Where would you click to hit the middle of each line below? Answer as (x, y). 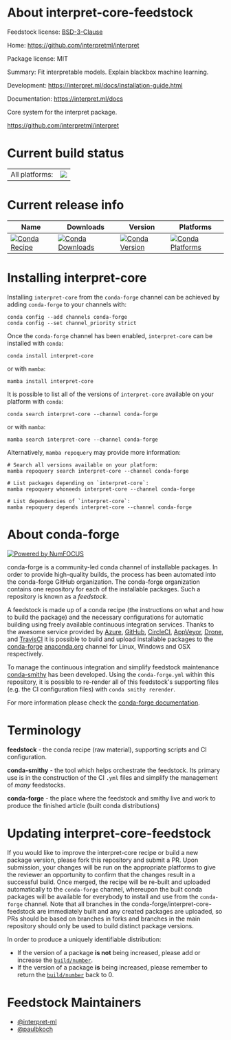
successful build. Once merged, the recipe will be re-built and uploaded (109, 882)
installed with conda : (35, 343)
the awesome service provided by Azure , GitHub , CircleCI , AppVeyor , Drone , (115, 631)
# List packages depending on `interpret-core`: (78, 483)
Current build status (66, 154)
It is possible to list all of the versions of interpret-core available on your (111, 394)
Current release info (66, 205)
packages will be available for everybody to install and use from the (103, 896)
